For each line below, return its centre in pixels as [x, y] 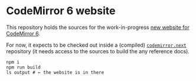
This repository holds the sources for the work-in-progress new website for [98, 27]
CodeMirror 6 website [61, 11]
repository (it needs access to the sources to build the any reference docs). [98, 51]
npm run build [24, 67]
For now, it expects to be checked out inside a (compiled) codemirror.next [97, 45]
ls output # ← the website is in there [55, 72]
